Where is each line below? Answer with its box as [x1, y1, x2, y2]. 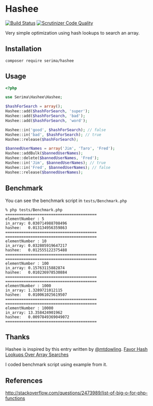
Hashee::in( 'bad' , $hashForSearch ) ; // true [5, 132, 101, 137]
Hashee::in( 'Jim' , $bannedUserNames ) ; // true [5, 160, 106, 166]
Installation [5, 44, 42, 54]
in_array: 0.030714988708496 [5, 220, 67, 226]
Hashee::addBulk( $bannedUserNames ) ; [5, 151, 83, 156]
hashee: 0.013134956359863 [5, 225, 67, 230]
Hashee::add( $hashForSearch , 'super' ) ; [5, 109, 90, 114]
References [5, 376, 43, 385]
